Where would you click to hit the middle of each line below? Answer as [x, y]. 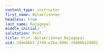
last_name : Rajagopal [28, 24]
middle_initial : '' [26, 29]
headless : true [21, 19]
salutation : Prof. [24, 33]
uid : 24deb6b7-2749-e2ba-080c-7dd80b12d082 [52, 43]
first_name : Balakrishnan [32, 15]
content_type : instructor [32, 10]
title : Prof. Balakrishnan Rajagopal [45, 38]
